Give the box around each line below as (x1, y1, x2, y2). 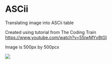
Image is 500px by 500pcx (5, 44, 60, 50)
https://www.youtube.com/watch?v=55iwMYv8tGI (5, 34, 107, 40)
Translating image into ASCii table (5, 20, 74, 26)
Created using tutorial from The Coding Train (5, 29, 96, 35)
